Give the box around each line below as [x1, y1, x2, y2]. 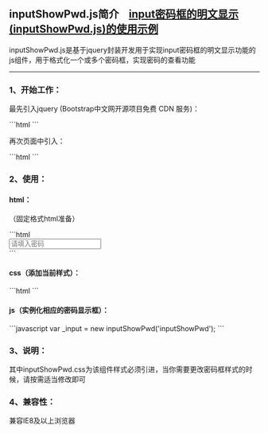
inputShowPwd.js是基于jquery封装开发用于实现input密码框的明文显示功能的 [9, 45, 257, 54]
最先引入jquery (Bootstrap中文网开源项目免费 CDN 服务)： [9, 104, 200, 114]
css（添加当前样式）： [9, 267, 80, 277]
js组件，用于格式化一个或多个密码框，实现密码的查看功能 [9, 55, 196, 64]
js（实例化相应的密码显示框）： [9, 306, 110, 315]
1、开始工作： [9, 84, 62, 96]
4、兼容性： [9, 396, 56, 408]
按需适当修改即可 [29, 374, 86, 384]
